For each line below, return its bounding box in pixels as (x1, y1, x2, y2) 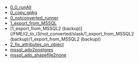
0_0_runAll (10, 4, 32, 10)
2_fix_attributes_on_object (10, 41, 64, 47)
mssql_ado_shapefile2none (10, 52, 67, 58)
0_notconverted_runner (10, 15, 59, 20)
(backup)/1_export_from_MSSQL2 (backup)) (10, 36, 101, 42)
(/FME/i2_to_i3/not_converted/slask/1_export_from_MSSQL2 (10, 31, 134, 36)
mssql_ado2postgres (10, 47, 54, 52)
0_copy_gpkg (10, 9, 38, 15)
